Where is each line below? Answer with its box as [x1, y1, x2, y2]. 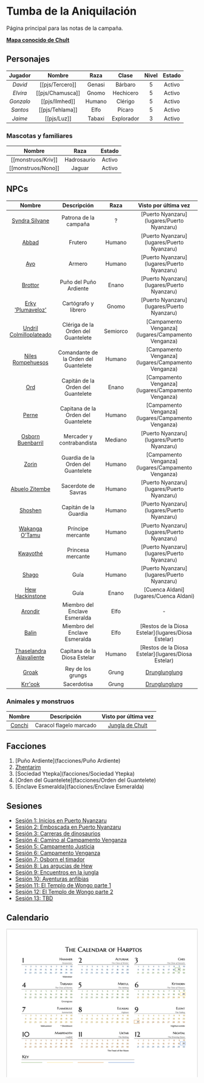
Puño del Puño [59, 278, 97, 285]
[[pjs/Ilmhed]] [40, 98, 76, 105]
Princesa [67, 546, 89, 554]
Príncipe [67, 525, 89, 532]
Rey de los [64, 665, 91, 673]
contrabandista [59, 439, 97, 446]
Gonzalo [8, 98, 30, 105]
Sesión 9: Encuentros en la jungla [15, 869, 99, 876]
